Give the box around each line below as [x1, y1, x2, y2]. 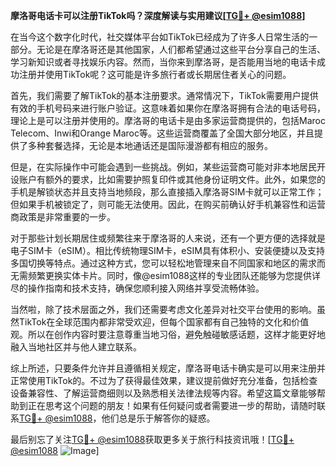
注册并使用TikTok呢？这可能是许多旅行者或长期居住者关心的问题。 [18, 69, 292, 80]
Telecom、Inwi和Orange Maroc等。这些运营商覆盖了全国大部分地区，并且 [10, 127, 315, 139]
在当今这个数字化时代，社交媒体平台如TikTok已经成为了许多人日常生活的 [10, 31, 310, 43]
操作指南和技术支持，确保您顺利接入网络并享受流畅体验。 [27, 282, 265, 294]
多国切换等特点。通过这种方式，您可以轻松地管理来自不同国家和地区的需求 [10, 257, 317, 269]
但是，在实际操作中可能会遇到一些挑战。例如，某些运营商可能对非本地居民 [10, 161, 317, 173]
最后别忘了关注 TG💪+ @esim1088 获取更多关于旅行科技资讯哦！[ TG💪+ [10, 434, 295, 445]
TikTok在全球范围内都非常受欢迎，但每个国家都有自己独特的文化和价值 [18, 316, 310, 328]
